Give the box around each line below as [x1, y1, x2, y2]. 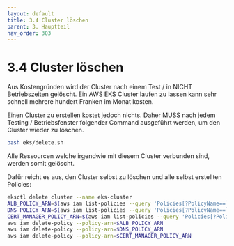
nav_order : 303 [7, 29, 52, 37]
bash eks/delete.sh [7, 139, 64, 146]
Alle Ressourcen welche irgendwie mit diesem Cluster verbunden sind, [7, 152, 210, 160]
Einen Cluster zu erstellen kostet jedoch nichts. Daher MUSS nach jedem [7, 111, 216, 119]
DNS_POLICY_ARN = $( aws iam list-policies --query [7, 206, 151, 213]
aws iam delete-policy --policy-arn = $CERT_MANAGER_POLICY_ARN [7, 233, 192, 240]
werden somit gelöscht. [7, 160, 75, 168]
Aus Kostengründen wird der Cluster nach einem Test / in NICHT [7, 83, 193, 91]
